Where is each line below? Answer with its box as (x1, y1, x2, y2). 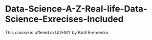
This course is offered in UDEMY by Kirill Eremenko (5, 29, 109, 35)
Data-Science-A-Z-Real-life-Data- (5, 3, 148, 14)
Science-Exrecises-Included (5, 13, 124, 25)
